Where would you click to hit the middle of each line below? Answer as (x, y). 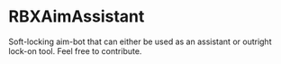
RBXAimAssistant (77, 17)
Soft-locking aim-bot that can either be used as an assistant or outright (140, 41)
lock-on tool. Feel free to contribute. (75, 50)
